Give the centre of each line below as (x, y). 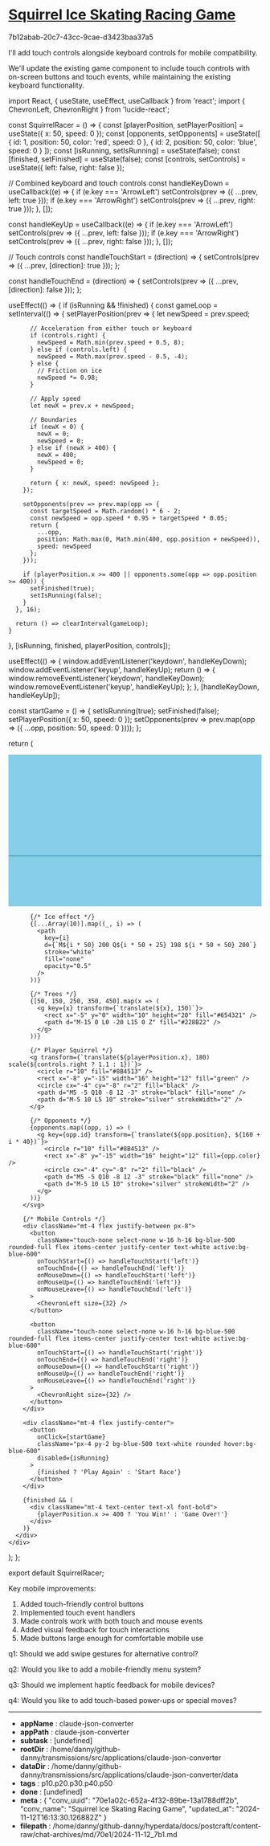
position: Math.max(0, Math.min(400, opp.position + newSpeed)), (149, 539)
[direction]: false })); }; (45, 289)
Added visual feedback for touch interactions (95, 1630)
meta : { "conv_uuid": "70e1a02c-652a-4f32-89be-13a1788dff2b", (129, 1800)
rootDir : (34, 1750)
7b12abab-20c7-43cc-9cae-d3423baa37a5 (81, 37)
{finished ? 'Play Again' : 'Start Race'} (109, 1472)
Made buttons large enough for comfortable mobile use (111, 1638)
